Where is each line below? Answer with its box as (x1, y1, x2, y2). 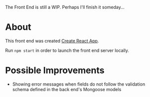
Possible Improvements (5, 65, 105, 76)
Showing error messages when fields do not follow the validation (12, 81, 146, 87)
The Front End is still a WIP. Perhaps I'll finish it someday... (5, 4, 125, 10)
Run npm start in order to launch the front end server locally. (5, 47, 129, 53)
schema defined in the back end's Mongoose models (12, 86, 122, 92)
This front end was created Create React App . (5, 38, 99, 44)
